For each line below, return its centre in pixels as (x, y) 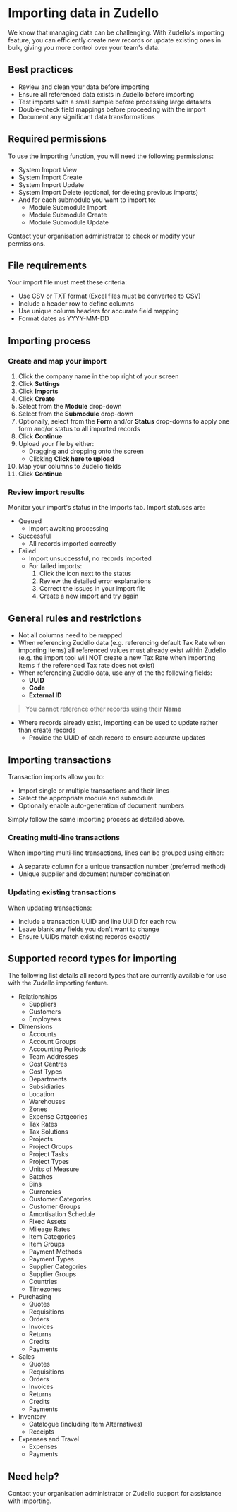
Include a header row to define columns (76, 304)
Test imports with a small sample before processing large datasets (115, 102)
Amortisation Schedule (62, 1214)
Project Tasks (49, 1154)
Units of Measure (54, 1169)
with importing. (30, 1501)
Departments (48, 1079)
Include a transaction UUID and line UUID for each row (97, 921)
